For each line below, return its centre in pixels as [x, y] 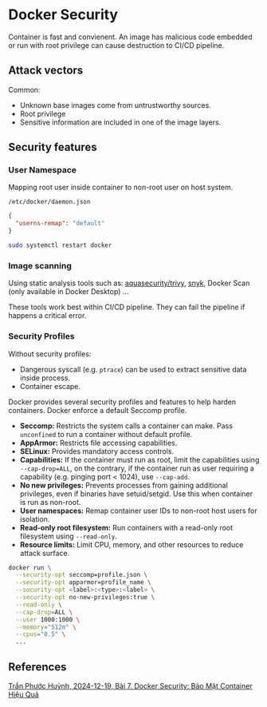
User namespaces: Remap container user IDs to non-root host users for [138, 510]
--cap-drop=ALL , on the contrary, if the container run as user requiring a [137, 468]
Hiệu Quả [24, 694]
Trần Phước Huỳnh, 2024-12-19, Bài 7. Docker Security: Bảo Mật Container [130, 685]
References [37, 667]
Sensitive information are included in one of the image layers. [120, 122]
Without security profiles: [50, 354]
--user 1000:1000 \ [48, 620]
